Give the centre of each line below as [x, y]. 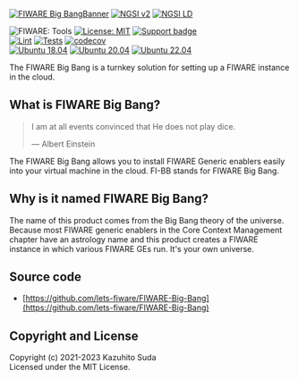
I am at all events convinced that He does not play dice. [133, 126]
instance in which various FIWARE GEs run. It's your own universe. [132, 248]
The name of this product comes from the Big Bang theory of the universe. [147, 220]
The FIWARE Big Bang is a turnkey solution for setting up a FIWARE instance [149, 67]
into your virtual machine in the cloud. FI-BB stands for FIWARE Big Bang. [145, 171]
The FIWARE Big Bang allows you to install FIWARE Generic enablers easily [147, 161]
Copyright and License [74, 336]
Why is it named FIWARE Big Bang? [109, 199]
